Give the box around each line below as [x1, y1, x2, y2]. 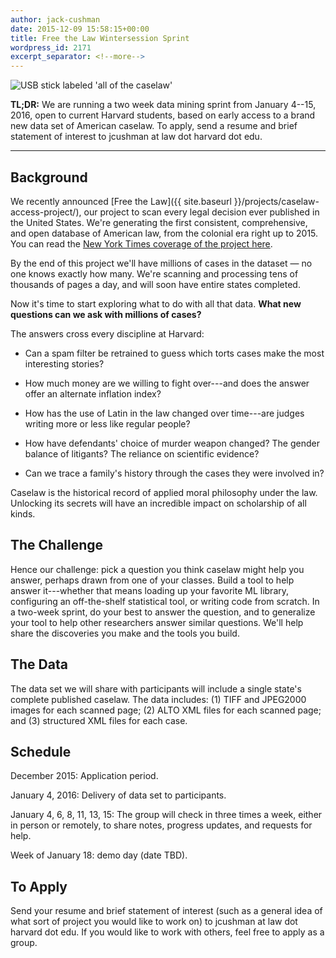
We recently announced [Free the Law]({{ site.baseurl [10, 195, 232, 207]
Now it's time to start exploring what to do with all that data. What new [10, 297, 302, 310]
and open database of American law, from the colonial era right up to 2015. [10, 227, 319, 239]
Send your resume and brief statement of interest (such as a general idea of [10, 905, 323, 917]
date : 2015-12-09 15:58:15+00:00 [10, 24, 150, 34]
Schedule [10, 743, 72, 760]
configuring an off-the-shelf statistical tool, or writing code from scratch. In [10, 595, 320, 607]
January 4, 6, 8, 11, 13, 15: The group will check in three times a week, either [10, 809, 323, 821]
